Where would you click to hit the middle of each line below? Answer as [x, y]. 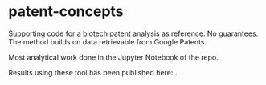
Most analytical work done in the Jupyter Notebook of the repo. [114, 57]
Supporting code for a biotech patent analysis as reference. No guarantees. [133, 33]
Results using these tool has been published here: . [93, 72]
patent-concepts [66, 12]
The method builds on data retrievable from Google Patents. [108, 41]
